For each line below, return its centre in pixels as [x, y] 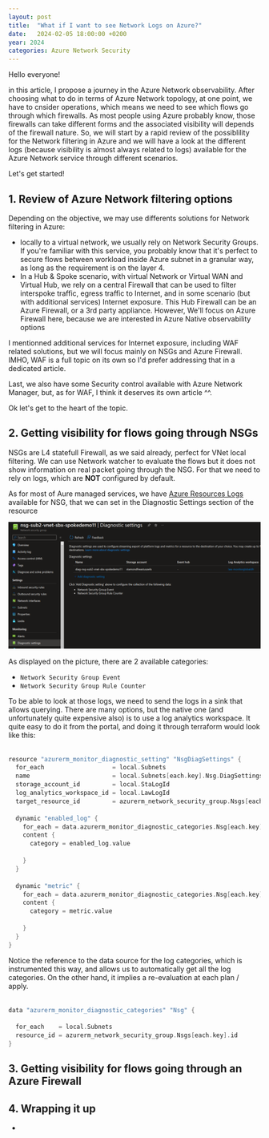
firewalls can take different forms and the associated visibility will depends [131, 124]
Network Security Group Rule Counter [83, 686]
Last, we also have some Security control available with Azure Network [125, 384]
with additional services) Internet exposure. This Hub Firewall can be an [138, 301]
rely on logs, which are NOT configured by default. [92, 478]
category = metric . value [71, 911]
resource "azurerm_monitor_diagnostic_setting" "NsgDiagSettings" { [125, 759]
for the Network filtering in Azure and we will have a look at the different [127, 141]
